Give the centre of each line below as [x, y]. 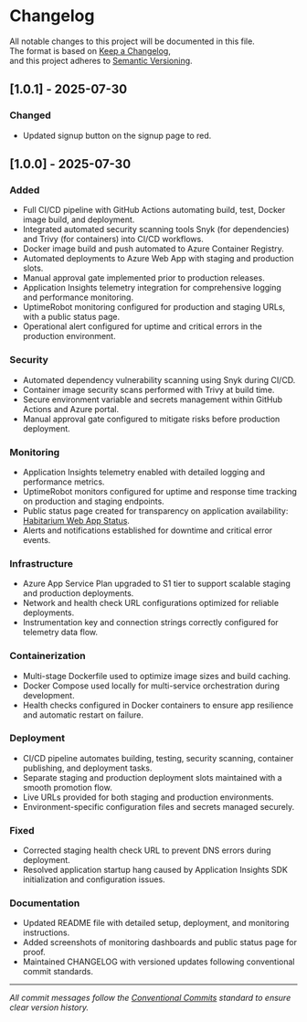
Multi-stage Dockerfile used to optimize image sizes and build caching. [156, 676]
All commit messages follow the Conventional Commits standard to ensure [150, 998]
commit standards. [58, 972]
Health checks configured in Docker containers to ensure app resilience [158, 705]
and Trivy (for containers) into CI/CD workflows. [113, 240]
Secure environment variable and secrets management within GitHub [153, 399]
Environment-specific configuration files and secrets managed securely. [159, 806]
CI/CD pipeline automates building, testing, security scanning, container [158, 758]
